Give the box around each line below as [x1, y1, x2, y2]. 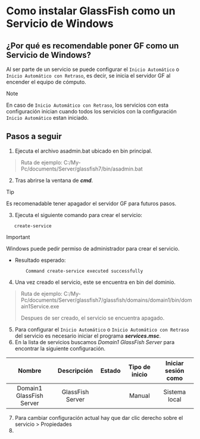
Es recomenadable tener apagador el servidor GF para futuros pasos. [6, 200, 177, 207]
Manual [129, 391, 150, 400]
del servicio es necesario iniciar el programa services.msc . [14, 332, 161, 339]
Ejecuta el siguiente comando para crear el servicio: [14, 211, 143, 218]
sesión [164, 366, 185, 375]
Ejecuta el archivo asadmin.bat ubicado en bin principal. [14, 147, 152, 154]
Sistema [163, 388, 186, 396]
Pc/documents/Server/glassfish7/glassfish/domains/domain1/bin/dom [20, 296, 192, 304]
